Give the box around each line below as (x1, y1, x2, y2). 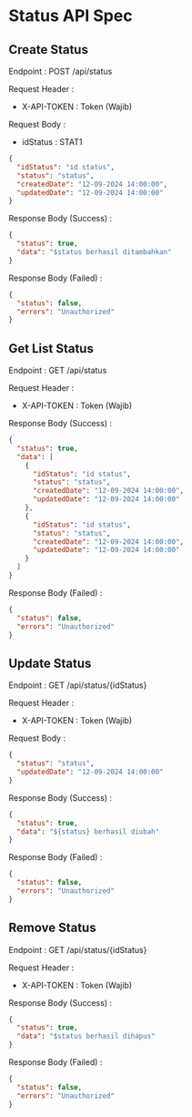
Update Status (8, 655, 92, 671)
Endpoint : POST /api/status (8, 66, 113, 77)
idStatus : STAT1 (21, 137, 83, 147)
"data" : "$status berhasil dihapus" (16, 1031, 156, 1041)
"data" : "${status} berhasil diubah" (16, 826, 160, 836)
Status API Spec (8, 5, 133, 26)
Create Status (8, 42, 88, 57)
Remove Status (8, 920, 96, 936)
